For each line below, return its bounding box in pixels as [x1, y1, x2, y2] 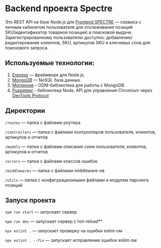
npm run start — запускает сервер [5, 209, 77, 215]
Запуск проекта [5, 196, 56, 204]
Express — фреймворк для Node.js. [12, 71, 85, 78]
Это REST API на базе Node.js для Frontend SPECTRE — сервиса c [5, 19, 142, 25]
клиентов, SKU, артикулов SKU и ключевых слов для [40, 39, 150, 45]
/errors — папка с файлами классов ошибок [5, 158, 98, 164]
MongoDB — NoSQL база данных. [12, 77, 81, 83]
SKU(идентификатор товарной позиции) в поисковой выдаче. [5, 29, 133, 35]
